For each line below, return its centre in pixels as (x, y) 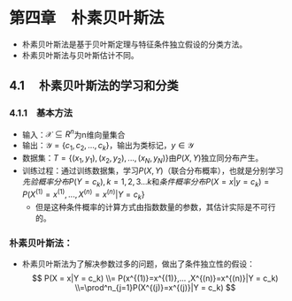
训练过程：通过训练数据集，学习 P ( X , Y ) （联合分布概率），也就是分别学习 (153, 170)
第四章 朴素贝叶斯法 (87, 18)
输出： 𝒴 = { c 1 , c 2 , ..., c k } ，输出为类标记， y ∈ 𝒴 (108, 147)
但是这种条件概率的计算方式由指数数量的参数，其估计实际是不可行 (155, 207)
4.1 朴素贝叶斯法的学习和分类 (94, 86)
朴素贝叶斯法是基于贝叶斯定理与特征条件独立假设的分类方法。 (134, 44)
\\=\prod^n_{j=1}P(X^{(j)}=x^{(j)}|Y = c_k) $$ (155, 288)
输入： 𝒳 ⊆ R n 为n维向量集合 (73, 133)
